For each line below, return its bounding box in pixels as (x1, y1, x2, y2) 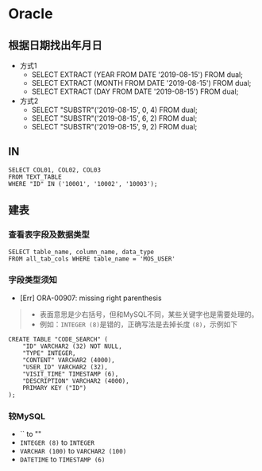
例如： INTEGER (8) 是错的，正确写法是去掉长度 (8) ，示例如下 (39, 319, 238, 329)
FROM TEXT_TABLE (8, 172, 62, 181)
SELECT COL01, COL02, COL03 (8, 166, 102, 174)
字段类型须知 (8, 275, 58, 286)
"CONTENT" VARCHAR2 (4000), (22, 356, 115, 364)
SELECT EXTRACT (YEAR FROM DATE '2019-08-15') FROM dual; (31, 70, 244, 79)
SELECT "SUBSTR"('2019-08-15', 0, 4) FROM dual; (31, 105, 198, 114)
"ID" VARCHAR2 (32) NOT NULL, (22, 342, 123, 350)
